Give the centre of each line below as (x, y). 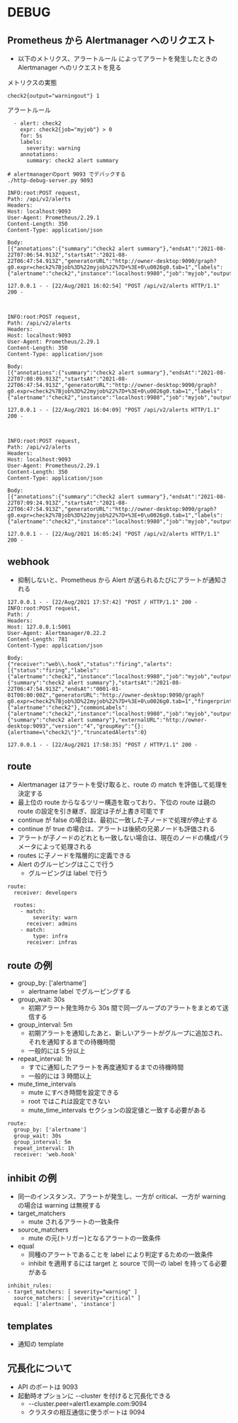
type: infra (51, 936)
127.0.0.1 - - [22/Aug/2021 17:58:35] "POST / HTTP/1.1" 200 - (103, 745)
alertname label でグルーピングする (79, 991)
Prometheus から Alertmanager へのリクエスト (112, 40)
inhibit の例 (32, 1178)
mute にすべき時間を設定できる (73, 1093)
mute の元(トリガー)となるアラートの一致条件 (95, 1238)
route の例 (30, 966)
